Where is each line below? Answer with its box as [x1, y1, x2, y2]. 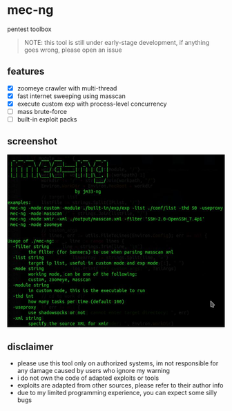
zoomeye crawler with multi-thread [17, 84, 117, 92]
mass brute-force [17, 107, 68, 115]
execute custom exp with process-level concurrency [17, 99, 167, 108]
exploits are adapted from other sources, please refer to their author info [17, 381, 224, 390]
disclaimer [7, 341, 54, 352]
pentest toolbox [7, 25, 52, 33]
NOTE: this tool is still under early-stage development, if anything [23, 38, 210, 46]
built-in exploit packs [17, 115, 77, 123]
